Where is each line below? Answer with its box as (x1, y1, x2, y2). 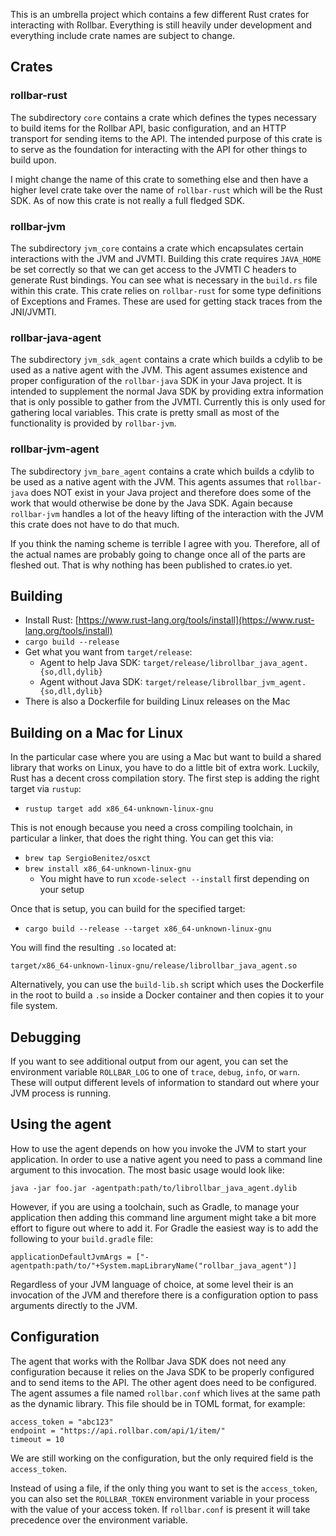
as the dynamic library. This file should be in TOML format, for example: (10, 1397, 306, 1409)
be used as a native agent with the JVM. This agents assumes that (10, 475, 284, 488)
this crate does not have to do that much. (10, 518, 180, 530)
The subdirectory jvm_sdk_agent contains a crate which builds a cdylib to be (10, 354, 323, 366)
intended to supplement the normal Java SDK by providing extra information (10, 385, 324, 398)
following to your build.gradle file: (10, 1232, 153, 1244)
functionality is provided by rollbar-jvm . (10, 417, 177, 429)
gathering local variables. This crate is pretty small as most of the (10, 407, 280, 419)
